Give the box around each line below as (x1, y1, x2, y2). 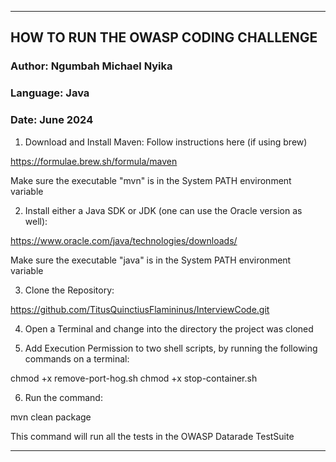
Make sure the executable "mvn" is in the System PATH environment (10, 174, 292, 186)
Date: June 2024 (10, 113, 94, 127)
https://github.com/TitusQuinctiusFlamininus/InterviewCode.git (10, 303, 270, 315)
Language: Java (10, 86, 90, 100)
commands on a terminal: (24, 352, 130, 365)
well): (24, 215, 48, 227)
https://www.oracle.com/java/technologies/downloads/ (10, 234, 238, 246)
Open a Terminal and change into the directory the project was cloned (24, 322, 314, 335)
